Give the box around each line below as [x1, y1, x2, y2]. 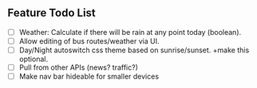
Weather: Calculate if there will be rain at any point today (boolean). [18, 27, 242, 36]
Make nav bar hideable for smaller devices [18, 71, 160, 82]
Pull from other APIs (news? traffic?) [18, 63, 139, 72]
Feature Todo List [7, 6, 97, 20]
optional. [18, 55, 49, 63]
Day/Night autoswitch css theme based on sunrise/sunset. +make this [18, 45, 250, 55]
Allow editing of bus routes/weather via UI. [18, 36, 160, 46]
